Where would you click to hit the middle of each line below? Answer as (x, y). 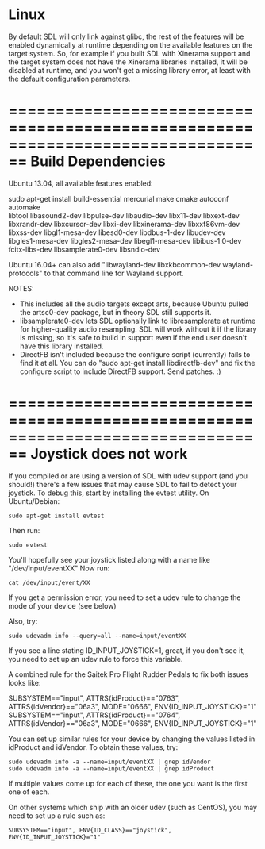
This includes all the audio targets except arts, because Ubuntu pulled (134, 304)
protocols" (25, 273)
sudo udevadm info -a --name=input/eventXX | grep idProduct (111, 768)
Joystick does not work (109, 454)
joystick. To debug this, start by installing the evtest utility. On (109, 493)
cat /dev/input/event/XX (49, 582)
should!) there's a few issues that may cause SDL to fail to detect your (123, 484)
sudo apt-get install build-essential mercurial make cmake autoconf (119, 198)
